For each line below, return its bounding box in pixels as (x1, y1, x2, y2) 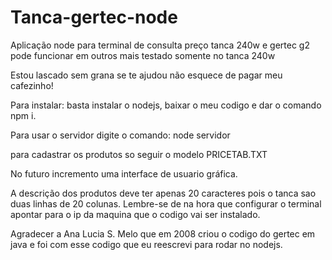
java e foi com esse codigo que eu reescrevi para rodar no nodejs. (10, 238, 283, 250)
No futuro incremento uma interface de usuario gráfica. (10, 167, 238, 180)
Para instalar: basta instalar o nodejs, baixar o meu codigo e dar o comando (10, 99, 322, 111)
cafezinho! (10, 79, 54, 91)
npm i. (10, 109, 37, 121)
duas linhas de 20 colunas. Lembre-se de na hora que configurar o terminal (10, 197, 322, 210)
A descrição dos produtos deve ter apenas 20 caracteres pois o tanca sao (10, 187, 317, 199)
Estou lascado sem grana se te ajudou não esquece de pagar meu (10, 69, 283, 81)
